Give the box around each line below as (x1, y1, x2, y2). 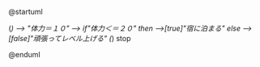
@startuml (8, 7, 43, 16)
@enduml (8, 50, 40, 59)
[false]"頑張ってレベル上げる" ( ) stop (8, 34, 131, 43)
